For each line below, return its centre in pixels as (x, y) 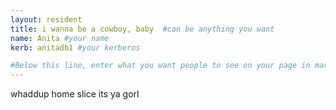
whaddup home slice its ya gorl (75, 94)
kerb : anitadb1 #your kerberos (75, 47)
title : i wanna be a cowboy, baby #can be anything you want (142, 29)
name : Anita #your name (60, 38)
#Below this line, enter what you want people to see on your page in (160, 66)
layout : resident (46, 19)
